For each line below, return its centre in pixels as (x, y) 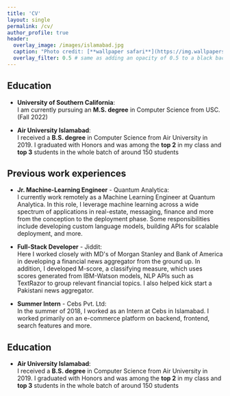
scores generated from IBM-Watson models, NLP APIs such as (105, 276)
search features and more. (54, 325)
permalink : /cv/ (30, 26)
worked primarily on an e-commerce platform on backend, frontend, (113, 319)
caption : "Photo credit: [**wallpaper (69, 52)
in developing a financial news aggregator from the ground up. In (108, 262)
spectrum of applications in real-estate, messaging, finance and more (115, 212)
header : (18, 39)
